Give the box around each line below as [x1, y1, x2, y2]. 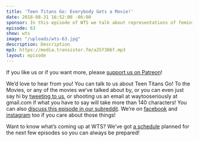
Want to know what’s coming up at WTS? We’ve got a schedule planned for [6, 123, 190, 130]
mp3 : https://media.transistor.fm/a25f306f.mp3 [6, 47, 126, 53]
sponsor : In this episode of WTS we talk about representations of [6, 19, 176, 25]
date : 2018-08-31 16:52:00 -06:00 [6, 14, 92, 20]
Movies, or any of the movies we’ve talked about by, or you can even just [6, 86, 184, 93]
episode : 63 [6, 25, 36, 31]
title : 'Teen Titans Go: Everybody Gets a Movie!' [6, 8, 134, 15]
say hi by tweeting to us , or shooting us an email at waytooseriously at [6, 93, 178, 100]
